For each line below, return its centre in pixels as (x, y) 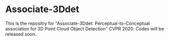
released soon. (21, 34)
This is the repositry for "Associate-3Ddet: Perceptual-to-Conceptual (78, 23)
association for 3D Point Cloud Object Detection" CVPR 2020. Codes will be (85, 28)
